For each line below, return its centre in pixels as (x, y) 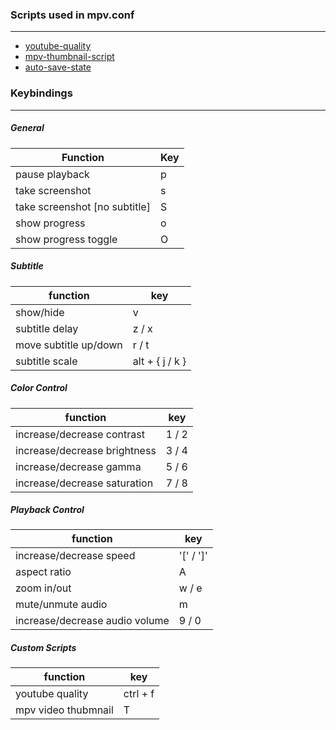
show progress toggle (66, 239)
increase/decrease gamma (78, 466)
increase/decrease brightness (86, 450)
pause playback (52, 174)
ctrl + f (139, 694)
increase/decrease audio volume (92, 621)
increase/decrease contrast (80, 434)
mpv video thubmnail (64, 710)
